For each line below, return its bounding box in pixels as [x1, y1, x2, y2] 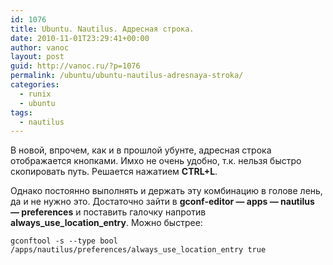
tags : [10, 107, 33, 118]
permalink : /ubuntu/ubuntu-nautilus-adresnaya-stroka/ [10, 71, 244, 81]
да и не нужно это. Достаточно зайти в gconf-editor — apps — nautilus [10, 196, 315, 208]
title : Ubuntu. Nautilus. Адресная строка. [10, 24, 195, 34]
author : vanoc [10, 42, 70, 53]
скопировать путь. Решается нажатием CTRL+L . [10, 166, 218, 178]
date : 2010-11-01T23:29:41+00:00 [10, 33, 150, 43]
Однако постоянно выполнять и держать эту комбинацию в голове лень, [10, 185, 323, 197]
